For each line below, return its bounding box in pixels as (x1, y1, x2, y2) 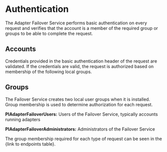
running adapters (5, 116, 41, 122)
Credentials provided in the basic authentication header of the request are (5, 58, 158, 64)
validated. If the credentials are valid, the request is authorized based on (5, 63, 154, 69)
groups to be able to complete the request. (5, 30, 93, 36)
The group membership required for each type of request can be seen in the (5, 136, 162, 142)
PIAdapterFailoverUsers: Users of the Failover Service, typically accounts (5, 111, 158, 117)
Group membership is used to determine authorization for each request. (5, 101, 153, 107)
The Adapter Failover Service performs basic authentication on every (5, 20, 147, 26)
